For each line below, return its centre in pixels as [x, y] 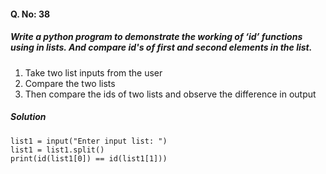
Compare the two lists [70, 83]
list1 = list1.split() [57, 150]
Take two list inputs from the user [93, 72]
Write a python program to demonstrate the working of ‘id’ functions [156, 37]
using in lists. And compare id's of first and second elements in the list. [161, 47]
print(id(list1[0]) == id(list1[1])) [89, 158]
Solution [28, 117]
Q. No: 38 [30, 14]
